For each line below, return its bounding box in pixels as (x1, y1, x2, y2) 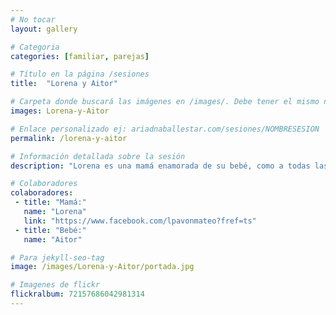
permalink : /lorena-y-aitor (10, 133, 128, 143)
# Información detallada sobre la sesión (10, 151, 186, 161)
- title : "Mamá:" (14, 197, 87, 208)
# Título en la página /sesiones (10, 69, 150, 80)
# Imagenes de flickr (10, 280, 101, 290)
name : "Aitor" (23, 234, 83, 245)
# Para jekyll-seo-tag (10, 252, 105, 263)
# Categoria (10, 42, 60, 52)
